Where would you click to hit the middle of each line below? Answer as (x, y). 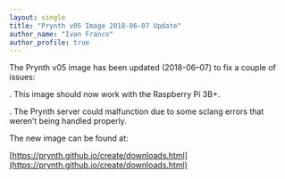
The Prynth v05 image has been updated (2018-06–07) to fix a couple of (143, 68)
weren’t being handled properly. (68, 121)
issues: (22, 77)
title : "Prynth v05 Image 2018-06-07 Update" (95, 26)
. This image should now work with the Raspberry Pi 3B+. (115, 94)
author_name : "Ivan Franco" (62, 34)
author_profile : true (50, 42)
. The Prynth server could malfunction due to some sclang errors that (137, 111)
